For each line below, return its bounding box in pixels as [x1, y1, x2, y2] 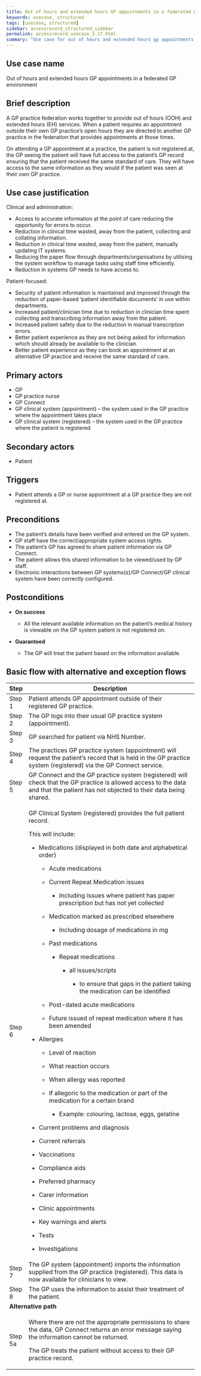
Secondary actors [6, 441, 75, 452]
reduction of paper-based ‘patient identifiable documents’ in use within [14, 296, 190, 303]
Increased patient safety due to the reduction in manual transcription [14, 321, 184, 328]
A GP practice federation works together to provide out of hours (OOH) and [6, 114, 192, 122]
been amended [48, 1022, 92, 1030]
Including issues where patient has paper [59, 892, 175, 900]
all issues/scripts [69, 966, 117, 975]
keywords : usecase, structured [6, 14, 84, 20]
